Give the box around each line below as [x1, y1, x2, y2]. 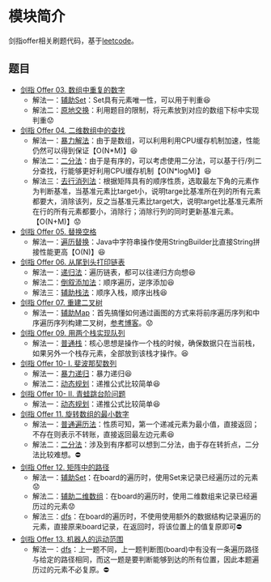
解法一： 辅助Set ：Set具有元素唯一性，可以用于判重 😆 [32, 95, 211, 105]
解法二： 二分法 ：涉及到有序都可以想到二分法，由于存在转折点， [32, 439, 245, 449]
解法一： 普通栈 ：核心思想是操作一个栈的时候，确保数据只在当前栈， [32, 338, 260, 348]
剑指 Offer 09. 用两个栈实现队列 [19, 327, 125, 337]
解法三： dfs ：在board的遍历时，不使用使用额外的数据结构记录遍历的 [32, 511, 261, 521]
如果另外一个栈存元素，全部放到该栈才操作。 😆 [32, 348, 189, 357]
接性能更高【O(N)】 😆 [32, 246, 106, 256]
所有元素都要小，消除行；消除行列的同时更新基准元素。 [53, 206, 239, 216]
